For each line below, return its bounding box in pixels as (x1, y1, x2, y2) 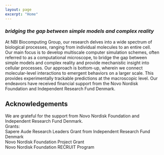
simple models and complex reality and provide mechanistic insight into (5, 60, 149, 66)
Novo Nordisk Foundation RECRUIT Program (5, 144, 94, 150)
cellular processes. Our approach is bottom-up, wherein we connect (5, 65, 143, 71)
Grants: (5, 123, 20, 129)
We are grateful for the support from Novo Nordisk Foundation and (5, 113, 140, 119)
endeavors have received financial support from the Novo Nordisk (5, 80, 139, 86)
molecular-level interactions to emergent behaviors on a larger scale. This (5, 70, 154, 76)
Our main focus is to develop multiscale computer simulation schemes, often (5, 49, 160, 55)
